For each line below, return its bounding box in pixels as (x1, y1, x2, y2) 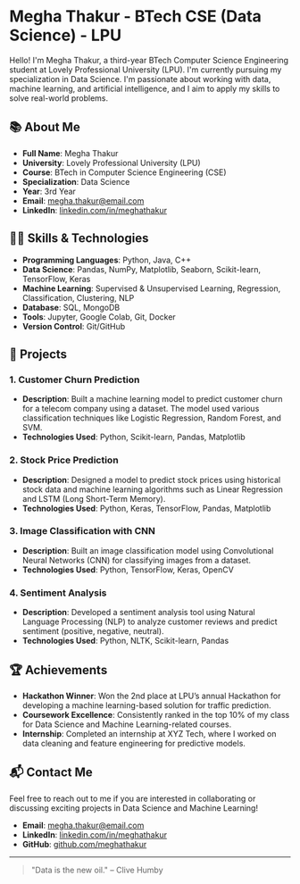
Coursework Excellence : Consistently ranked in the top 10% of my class (21, 709, 290, 720)
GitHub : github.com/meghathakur (21, 838, 147, 849)
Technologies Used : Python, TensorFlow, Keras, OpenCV (21, 564, 234, 575)
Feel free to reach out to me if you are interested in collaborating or (9, 793, 256, 804)
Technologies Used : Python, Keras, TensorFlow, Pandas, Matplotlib (21, 503, 271, 513)
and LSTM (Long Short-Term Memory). (21, 493, 166, 504)
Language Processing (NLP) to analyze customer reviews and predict (21, 616, 279, 627)
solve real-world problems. (9, 92, 109, 104)
